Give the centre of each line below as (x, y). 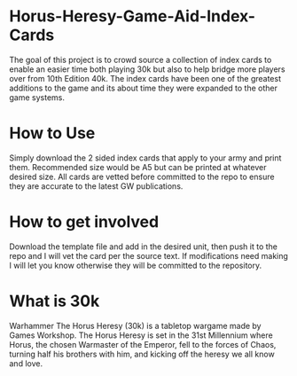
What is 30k (55, 301)
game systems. (37, 97)
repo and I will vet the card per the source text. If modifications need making (148, 255)
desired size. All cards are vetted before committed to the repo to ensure (142, 176)
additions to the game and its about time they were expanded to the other (143, 88)
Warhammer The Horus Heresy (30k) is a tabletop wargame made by (135, 325)
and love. (26, 363)
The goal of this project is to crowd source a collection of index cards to (141, 59)
